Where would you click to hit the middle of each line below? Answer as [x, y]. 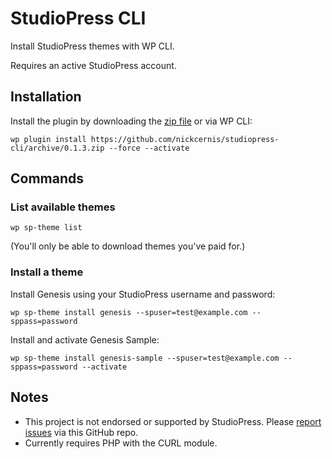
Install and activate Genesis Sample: [85, 339]
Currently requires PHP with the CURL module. [121, 443]
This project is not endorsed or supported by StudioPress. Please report [173, 421]
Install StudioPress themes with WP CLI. [92, 46]
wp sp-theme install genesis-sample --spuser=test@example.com [145, 358]
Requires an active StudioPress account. [93, 65]
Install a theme [47, 272]
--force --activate [149, 148]
